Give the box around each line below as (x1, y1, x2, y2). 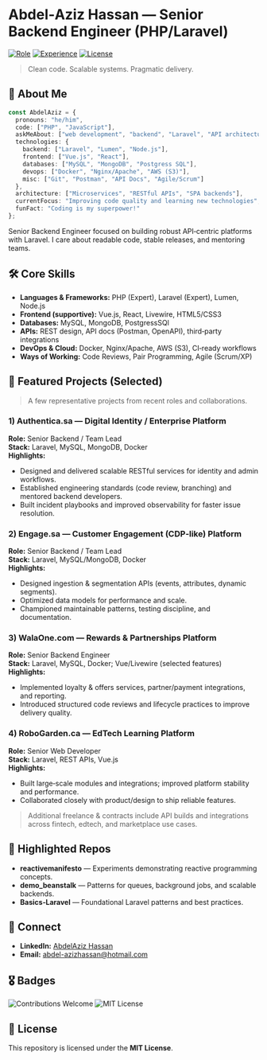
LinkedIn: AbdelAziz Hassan (19, 941, 114, 951)
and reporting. (19, 691, 67, 701)
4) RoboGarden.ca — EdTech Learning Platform (8, 728, 195, 739)
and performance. (19, 786, 79, 797)
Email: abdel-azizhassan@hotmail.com (19, 949, 149, 960)
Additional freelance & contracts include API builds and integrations (27, 810, 249, 820)
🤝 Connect (8, 920, 61, 933)
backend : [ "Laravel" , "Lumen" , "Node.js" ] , (22, 146, 169, 154)
